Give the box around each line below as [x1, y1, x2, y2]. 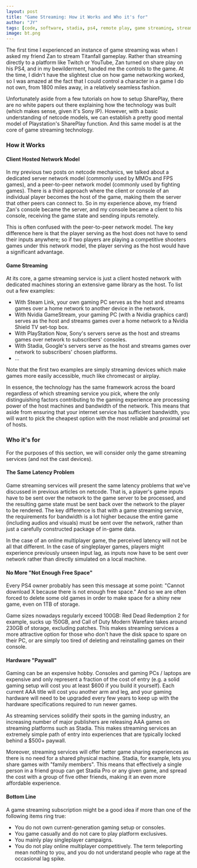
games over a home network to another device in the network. [14, 305, 165, 312]
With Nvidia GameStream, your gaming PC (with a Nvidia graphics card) [14, 311, 189, 318]
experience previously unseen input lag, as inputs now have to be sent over [6, 549, 189, 556]
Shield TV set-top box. [14, 324, 69, 331]
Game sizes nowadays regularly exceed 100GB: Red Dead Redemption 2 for [6, 612, 189, 619]
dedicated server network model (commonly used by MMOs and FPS [6, 175, 173, 182]
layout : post [6, 8, 38, 15]
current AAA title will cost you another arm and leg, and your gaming [6, 689, 172, 696]
